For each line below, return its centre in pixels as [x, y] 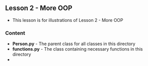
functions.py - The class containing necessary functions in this [77, 49]
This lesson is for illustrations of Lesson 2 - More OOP [68, 20]
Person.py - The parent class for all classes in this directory [74, 44]
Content [15, 33]
